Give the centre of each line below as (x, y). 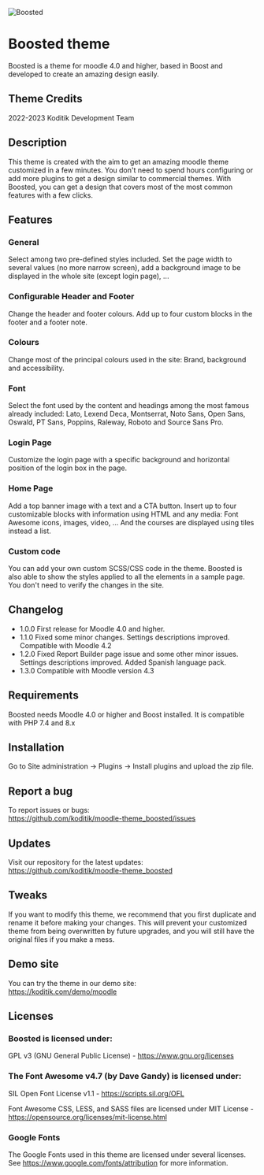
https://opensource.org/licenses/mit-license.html (88, 1117)
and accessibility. (36, 368)
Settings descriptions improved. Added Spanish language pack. (123, 662)
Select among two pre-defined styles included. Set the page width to (120, 259)
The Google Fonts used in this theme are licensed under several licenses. (127, 1155)
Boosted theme (59, 44)
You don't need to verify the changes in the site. (86, 585)
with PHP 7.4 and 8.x (42, 723)
